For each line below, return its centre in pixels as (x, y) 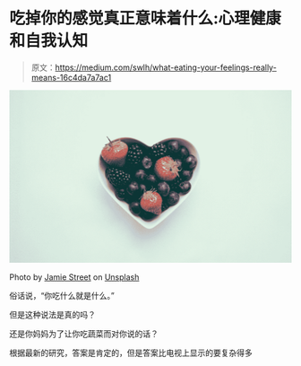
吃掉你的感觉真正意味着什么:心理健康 (146, 18)
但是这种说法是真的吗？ (52, 314)
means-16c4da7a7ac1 (71, 77)
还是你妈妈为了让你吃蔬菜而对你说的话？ (84, 334)
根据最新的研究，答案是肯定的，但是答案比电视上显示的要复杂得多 (131, 353)
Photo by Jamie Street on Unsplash (74, 277)
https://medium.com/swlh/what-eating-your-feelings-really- (166, 67)
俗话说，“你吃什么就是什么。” (62, 295)
